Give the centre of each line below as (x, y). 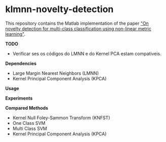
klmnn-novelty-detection (59, 9)
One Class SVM (29, 123)
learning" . (15, 34)
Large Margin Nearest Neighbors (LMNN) (56, 73)
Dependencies (21, 63)
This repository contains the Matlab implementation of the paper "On (77, 23)
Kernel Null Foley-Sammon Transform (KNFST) (61, 118)
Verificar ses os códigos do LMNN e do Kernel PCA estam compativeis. (87, 54)
